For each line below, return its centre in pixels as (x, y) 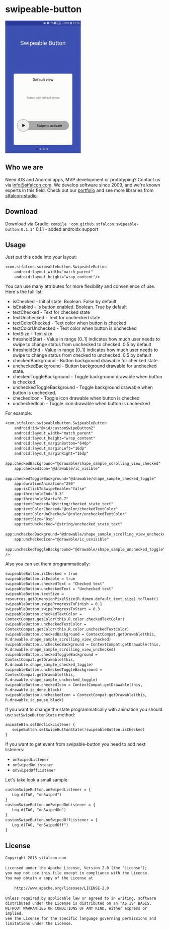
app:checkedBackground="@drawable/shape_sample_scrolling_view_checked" (83, 464)
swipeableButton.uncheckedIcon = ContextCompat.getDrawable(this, (76, 695)
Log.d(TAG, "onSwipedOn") (39, 810)
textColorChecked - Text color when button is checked (69, 323)
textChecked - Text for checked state (51, 312)
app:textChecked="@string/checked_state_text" (64, 504)
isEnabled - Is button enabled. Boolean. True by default (70, 307)
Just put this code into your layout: (41, 257)
